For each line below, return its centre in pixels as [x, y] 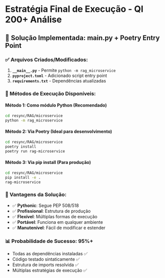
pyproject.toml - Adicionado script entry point [60, 76]
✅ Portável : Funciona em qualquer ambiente [58, 222]
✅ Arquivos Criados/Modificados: [46, 59]
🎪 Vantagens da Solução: [36, 195]
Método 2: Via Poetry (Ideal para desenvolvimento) [59, 131]
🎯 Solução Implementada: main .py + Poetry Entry [82, 38]
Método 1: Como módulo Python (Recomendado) [56, 105]
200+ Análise [34, 20]
